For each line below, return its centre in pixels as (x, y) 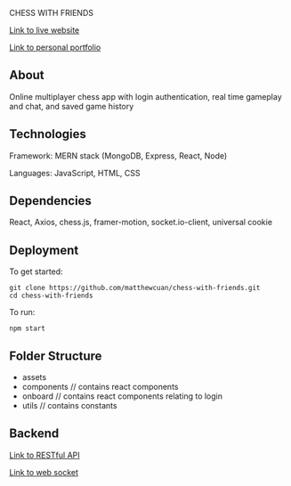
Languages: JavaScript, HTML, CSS (75, 173)
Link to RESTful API (44, 455)
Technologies (48, 134)
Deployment (44, 250)
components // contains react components (100, 387)
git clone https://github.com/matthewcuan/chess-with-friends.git (135, 288)
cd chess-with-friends (51, 296)
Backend (34, 434)
